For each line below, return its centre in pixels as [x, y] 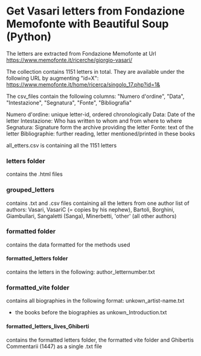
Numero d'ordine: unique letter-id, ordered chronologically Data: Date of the [101, 114]
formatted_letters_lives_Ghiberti [48, 326]
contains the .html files [35, 174]
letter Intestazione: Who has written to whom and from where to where [94, 121]
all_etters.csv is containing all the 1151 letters [62, 145]
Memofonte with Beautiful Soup [88, 24]
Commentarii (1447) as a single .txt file [54, 346]
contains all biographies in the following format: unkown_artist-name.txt [95, 301]
